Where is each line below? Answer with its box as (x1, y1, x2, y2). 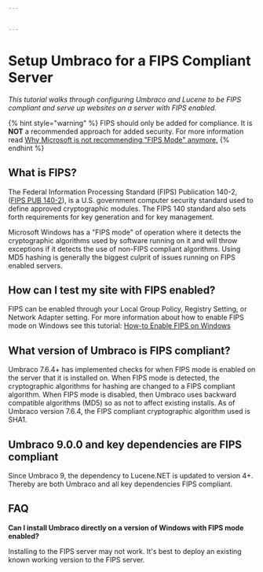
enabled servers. (8, 260, 63, 270)
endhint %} (8, 143, 45, 153)
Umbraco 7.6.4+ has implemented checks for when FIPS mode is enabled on (8, 365, 256, 375)
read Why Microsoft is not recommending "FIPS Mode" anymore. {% (8, 135, 230, 144)
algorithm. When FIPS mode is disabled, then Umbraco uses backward (8, 390, 237, 400)
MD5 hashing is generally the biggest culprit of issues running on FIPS (8, 253, 236, 262)
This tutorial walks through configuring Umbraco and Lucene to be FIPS (8, 94, 242, 104)
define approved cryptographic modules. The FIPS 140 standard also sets (8, 204, 247, 213)
